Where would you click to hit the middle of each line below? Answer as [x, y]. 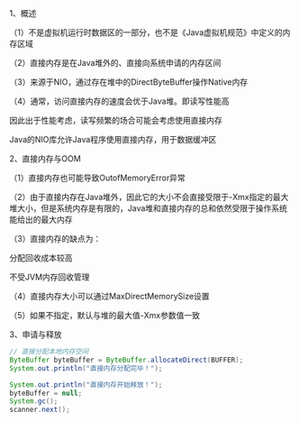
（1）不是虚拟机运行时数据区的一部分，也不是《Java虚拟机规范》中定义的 [146, 32]
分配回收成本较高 [41, 258]
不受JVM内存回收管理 [50, 277]
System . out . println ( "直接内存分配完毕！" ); [86, 368]
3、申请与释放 [36, 335]
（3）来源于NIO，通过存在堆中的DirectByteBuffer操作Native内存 [129, 82]
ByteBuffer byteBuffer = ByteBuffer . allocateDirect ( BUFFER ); [127, 360]
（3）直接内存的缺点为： [55, 239]
